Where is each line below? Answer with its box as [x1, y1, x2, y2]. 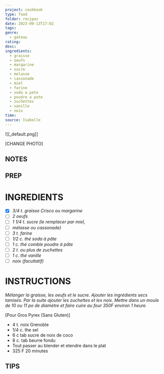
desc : [5, 44, 16, 49]
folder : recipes [5, 16, 38, 21]
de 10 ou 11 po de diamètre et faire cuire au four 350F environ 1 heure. [5, 302, 147, 308]
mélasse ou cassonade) [12, 224, 62, 230]
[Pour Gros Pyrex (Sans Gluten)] [5, 312, 70, 318]
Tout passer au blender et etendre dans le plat [12, 342, 106, 348]
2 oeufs [12, 213, 28, 219]
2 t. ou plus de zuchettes [12, 247, 63, 252]
